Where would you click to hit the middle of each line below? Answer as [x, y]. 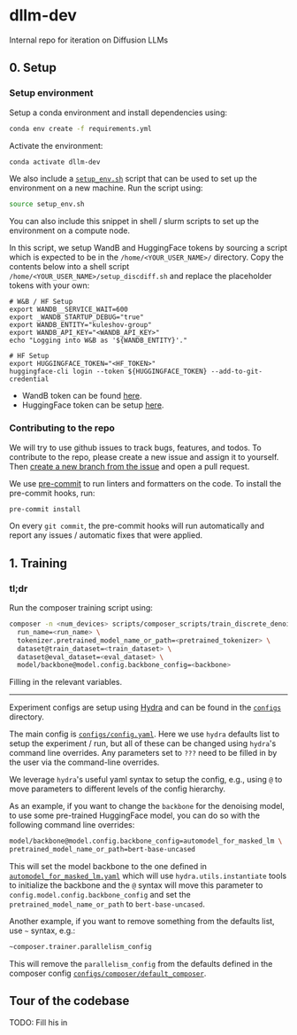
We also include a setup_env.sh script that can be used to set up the [133, 179]
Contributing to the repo [62, 428]
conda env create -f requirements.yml [80, 128]
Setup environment [52, 93]
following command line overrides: [72, 825]
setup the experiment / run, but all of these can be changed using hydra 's [143, 743]
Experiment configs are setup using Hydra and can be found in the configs [145, 708]
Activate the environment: [56, 145]
